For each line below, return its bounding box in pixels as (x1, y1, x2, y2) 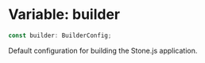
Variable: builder (8, 6, 121, 24)
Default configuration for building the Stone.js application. (8, 46, 198, 55)
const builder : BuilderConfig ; (8, 31, 112, 39)
